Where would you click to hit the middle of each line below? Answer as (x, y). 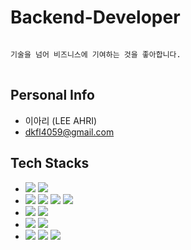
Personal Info (52, 95)
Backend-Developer (95, 17)
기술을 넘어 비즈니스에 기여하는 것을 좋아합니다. (96, 54)
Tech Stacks (50, 163)
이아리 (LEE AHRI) (61, 120)
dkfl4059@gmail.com (69, 132)
